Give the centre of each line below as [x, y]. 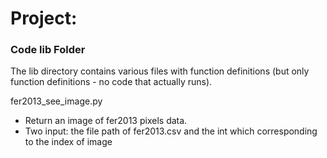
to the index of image [68, 142]
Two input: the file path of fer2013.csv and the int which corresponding [171, 131]
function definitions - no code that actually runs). [111, 82]
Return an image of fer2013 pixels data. [106, 121]
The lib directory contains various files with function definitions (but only [160, 71]
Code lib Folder [48, 50]
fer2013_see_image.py [56, 101]
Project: [44, 18]
